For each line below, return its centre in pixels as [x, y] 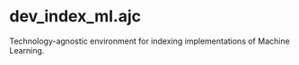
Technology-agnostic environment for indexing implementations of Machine [149, 41]
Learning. [27, 50]
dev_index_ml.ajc [75, 16]
